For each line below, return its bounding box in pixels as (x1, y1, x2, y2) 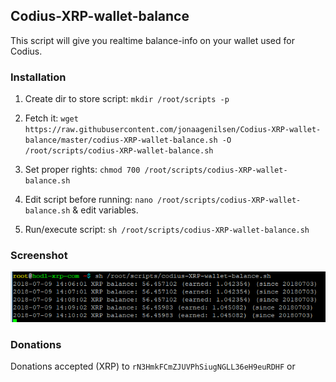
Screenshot (10, 249, 68, 263)
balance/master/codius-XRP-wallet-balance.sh (24, 135, 218, 146)
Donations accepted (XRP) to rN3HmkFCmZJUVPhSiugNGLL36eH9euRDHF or (10, 360, 296, 373)
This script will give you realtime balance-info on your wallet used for (10, 34, 295, 46)
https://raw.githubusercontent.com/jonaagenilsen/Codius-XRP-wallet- (24, 125, 322, 135)
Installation (10, 70, 67, 84)
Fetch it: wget (24, 112, 79, 124)
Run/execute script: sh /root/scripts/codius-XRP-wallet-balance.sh (24, 224, 310, 236)
